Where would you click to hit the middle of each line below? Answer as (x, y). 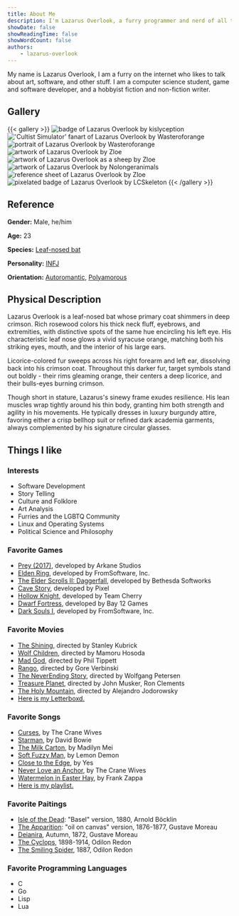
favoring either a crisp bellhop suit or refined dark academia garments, (111, 420)
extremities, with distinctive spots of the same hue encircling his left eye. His (119, 332)
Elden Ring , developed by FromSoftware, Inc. (84, 573)
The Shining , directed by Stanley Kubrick (77, 645)
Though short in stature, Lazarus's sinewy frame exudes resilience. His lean (118, 398)
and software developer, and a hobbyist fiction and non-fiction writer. (109, 89)
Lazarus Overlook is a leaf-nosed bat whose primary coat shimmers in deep (118, 317)
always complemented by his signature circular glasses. (90, 428)
